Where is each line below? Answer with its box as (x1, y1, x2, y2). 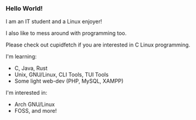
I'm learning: (5, 53, 37, 60)
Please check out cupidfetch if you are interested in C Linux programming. (5, 41, 191, 49)
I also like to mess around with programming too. (5, 30, 127, 37)
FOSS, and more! (14, 107, 57, 115)
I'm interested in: (5, 89, 48, 96)
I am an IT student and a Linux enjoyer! (5, 18, 103, 25)
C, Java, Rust (14, 65, 48, 72)
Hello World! (5, 4, 43, 13)
